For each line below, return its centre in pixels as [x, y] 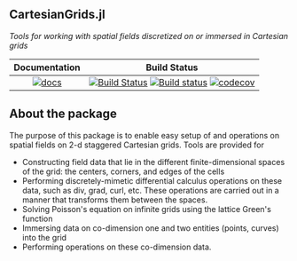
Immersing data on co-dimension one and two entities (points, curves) [150, 228]
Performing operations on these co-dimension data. [117, 247]
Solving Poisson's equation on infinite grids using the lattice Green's [147, 209]
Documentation [47, 67]
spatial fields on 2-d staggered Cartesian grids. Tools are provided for [137, 145]
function [37, 218]
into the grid [44, 237]
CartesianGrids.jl [57, 15]
